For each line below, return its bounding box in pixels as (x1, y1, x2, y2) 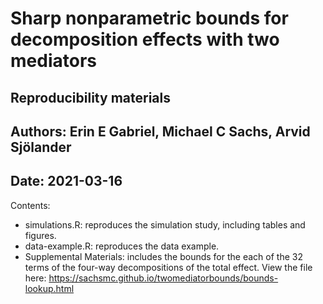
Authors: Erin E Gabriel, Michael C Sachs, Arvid (10, 123, 311, 140)
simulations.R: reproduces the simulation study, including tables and (24, 218, 306, 231)
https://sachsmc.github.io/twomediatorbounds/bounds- (48, 272, 279, 284)
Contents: (10, 199, 51, 211)
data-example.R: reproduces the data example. (24, 240, 220, 252)
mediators (10, 50, 97, 72)
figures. (24, 229, 57, 241)
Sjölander (10, 138, 72, 156)
